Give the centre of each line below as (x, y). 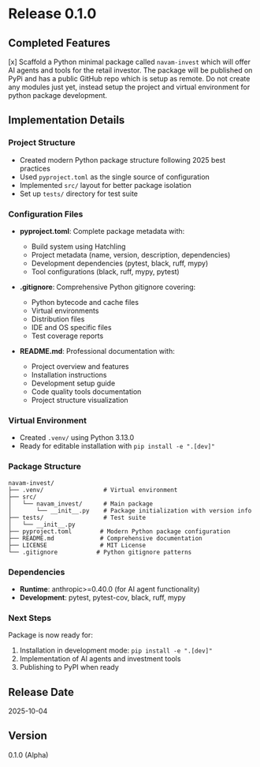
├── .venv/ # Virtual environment (93, 490)
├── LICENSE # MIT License (77, 545)
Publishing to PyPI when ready (69, 667)
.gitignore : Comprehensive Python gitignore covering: (108, 287)
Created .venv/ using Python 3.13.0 (77, 438)
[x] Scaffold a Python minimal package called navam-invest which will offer (129, 62)
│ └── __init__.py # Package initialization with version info (130, 510)
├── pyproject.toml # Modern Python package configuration (119, 531)
